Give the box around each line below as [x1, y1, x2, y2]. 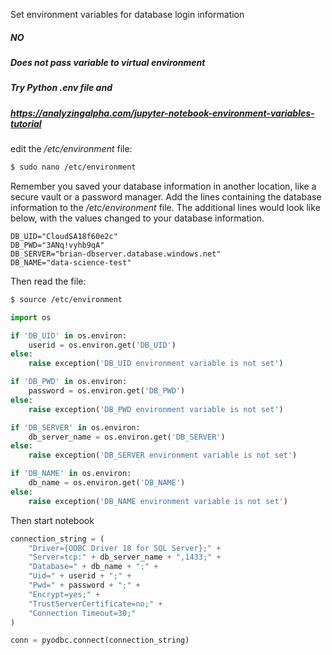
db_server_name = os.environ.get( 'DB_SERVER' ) [28, 432, 226, 442]
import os [10, 312, 52, 323]
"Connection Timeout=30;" [28, 608, 137, 618]
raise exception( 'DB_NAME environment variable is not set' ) [28, 496, 288, 506]
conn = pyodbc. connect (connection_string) [10, 635, 190, 646]
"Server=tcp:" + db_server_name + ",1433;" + [28, 552, 222, 563]
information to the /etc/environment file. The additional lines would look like [10, 201, 321, 213]
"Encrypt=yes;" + [28, 589, 101, 599]
